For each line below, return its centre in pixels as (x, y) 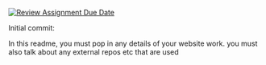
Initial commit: (31, 28)
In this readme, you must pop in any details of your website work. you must (133, 43)
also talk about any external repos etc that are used (94, 52)
